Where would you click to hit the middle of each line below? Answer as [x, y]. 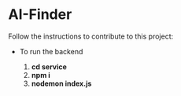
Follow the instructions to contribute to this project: [91, 36]
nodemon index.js [61, 83]
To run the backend [51, 51]
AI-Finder [40, 15]
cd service [49, 66]
